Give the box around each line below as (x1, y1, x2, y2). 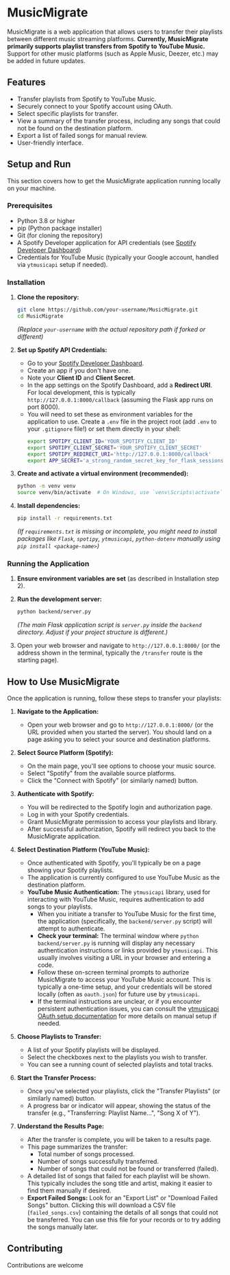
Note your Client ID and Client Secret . (27, 373, 136, 382)
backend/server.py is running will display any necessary (37, 939, 195, 948)
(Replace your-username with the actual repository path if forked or (16, 325, 206, 334)
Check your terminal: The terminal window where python (37, 932, 199, 940)
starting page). (16, 656, 60, 664)
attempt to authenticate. (37, 924, 105, 933)
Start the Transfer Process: (16, 1074, 97, 1082)
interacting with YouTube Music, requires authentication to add (27, 896, 205, 904)
